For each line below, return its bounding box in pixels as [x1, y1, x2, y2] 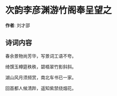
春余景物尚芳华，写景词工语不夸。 [5, 53, 76, 59]
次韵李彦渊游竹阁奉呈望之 [5, 5, 112, 16]
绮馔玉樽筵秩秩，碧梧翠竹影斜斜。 [5, 64, 76, 70]
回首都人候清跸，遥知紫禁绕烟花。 [5, 85, 76, 91]
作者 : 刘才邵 [5, 22, 30, 28]
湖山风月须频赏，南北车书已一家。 [5, 74, 76, 80]
